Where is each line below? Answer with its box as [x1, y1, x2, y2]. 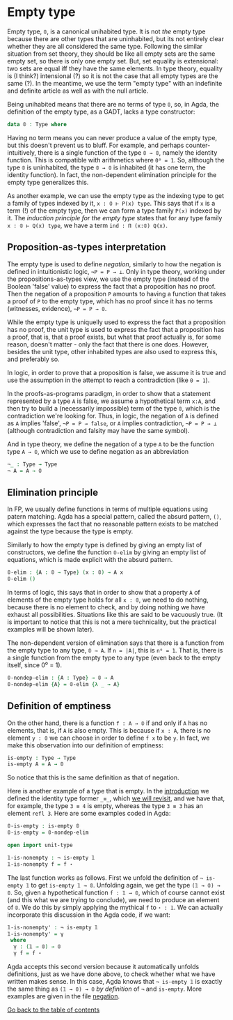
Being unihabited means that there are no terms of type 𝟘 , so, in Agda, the [7, 100, 219, 108]
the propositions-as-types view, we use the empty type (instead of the [7, 275, 210, 283]
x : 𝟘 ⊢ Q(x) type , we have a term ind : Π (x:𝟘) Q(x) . [7, 221, 168, 229]
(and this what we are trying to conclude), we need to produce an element [7, 895, 220, 904]
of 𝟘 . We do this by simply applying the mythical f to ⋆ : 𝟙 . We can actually [7, 903, 223, 911]
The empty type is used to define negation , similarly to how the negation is [7, 259, 222, 268]
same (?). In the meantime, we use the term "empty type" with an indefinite [7, 79, 223, 87]
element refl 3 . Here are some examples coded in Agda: [7, 809, 171, 818]
